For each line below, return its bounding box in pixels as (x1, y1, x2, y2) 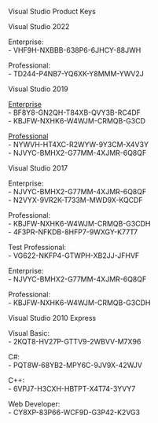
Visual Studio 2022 (8, 22, 70, 31)
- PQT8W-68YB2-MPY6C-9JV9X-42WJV (8, 361, 143, 370)
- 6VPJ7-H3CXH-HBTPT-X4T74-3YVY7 (8, 384, 136, 393)
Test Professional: (8, 243, 67, 252)
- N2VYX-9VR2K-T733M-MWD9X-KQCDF (8, 196, 143, 204)
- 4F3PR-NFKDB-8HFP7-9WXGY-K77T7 (8, 227, 138, 237)
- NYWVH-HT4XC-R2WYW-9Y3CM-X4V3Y (8, 140, 149, 149)
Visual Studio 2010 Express (8, 314, 97, 322)
